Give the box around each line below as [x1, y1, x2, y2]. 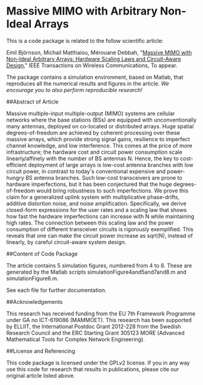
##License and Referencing [6, 347, 76, 355]
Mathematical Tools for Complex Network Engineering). [6, 335, 145, 343]
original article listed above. [6, 372, 76, 379]
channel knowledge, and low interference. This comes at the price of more [6, 142, 193, 149]
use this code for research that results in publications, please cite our [6, 365, 179, 373]
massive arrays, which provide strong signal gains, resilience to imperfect [6, 135, 190, 143]
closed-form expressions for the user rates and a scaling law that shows [6, 206, 187, 213]
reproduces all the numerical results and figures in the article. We [6, 80, 170, 87]
